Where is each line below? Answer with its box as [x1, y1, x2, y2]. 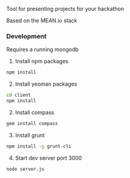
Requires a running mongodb [6, 46, 79, 53]
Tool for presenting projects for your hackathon [6, 5, 125, 12]
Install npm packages [15, 58, 68, 65]
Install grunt [15, 131, 45, 139]
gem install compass [6, 120, 59, 126]
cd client [6, 92, 31, 98]
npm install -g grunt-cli [6, 143, 71, 149]
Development [6, 32, 47, 40]
